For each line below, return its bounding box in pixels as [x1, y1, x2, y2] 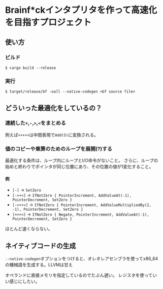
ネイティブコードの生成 [5, 242, 76, 250]
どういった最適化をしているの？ [5, 104, 102, 112]
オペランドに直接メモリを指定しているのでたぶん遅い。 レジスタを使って [5, 272, 153, 278]
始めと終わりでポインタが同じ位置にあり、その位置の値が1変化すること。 [5, 163, 154, 170]
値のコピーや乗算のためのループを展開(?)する [5, 145, 112, 152]
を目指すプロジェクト [5, 17, 92, 28]
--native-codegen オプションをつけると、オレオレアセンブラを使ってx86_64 [5, 256, 159, 261]
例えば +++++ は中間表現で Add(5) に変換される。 [5, 131, 98, 138]
